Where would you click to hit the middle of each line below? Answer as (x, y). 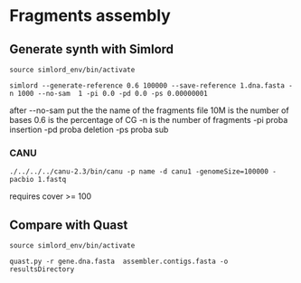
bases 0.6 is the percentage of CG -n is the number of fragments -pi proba (149, 120)
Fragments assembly (90, 16)
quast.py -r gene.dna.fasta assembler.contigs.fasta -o (119, 262)
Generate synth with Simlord (92, 49)
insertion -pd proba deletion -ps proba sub (89, 129)
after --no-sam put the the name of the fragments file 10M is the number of (149, 110)
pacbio (22, 180)
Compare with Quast (69, 225)
